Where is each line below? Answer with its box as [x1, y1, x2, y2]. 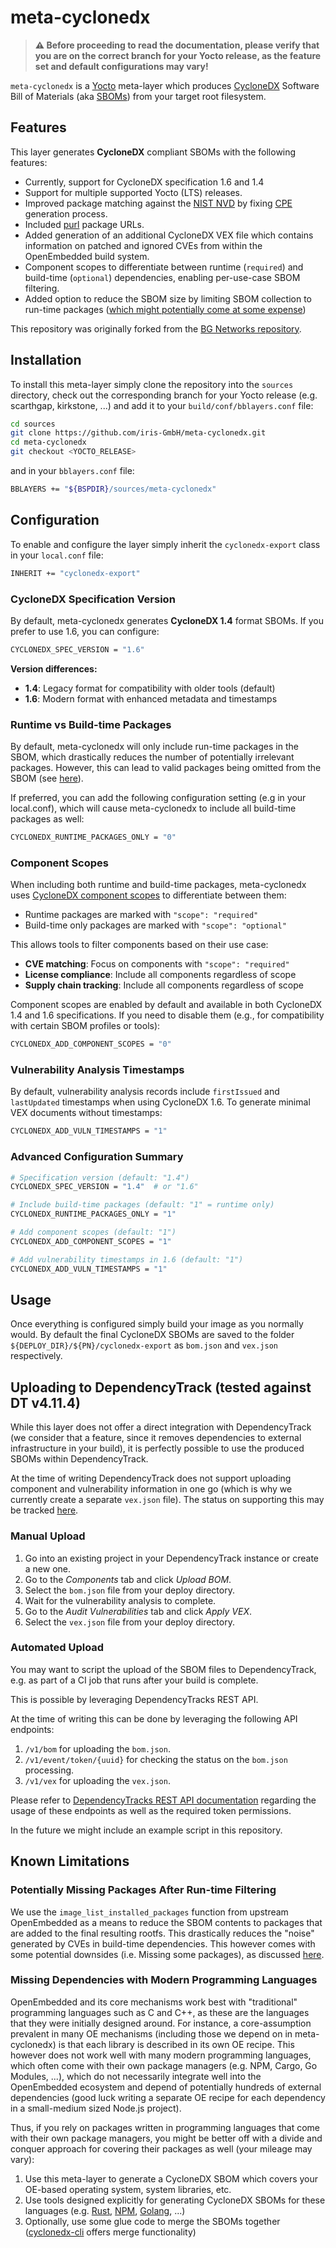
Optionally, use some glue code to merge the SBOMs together [24, 2215, 281, 2227]
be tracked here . [10, 1504, 79, 1516]
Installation [10, 352, 82, 369]
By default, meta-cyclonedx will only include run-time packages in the [10, 741, 299, 753]
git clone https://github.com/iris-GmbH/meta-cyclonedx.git [10, 428, 267, 438]
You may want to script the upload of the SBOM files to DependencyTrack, [10, 1663, 317, 1675]
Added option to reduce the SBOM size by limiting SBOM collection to [24, 292, 313, 305]
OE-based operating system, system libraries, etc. [24, 2183, 232, 2195]
